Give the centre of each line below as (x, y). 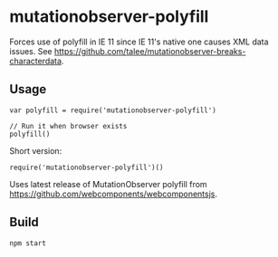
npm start (28, 243)
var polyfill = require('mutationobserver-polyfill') (113, 110)
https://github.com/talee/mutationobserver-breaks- (150, 51)
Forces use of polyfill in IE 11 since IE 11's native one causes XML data (139, 42)
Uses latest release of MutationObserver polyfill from (108, 184)
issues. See (31, 51)
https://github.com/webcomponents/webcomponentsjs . (114, 194)
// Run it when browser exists (68, 126)
